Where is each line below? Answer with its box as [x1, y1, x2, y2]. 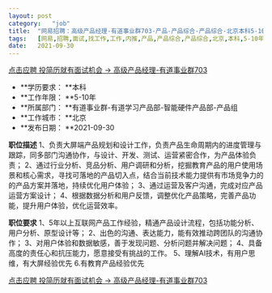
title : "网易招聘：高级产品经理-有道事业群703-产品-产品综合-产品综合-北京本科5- [8, 27, 258, 35]
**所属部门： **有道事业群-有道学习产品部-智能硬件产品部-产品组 [19, 103, 239, 113]
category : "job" [8, 19, 70, 28]
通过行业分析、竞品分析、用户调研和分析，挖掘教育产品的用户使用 [36, 160, 257, 170]
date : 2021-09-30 [8, 42, 74, 50]
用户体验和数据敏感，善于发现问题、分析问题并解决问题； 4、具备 [43, 238, 263, 248]
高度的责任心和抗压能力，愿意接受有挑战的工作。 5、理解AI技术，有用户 [8, 248, 249, 258]
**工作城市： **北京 [19, 113, 87, 122]
